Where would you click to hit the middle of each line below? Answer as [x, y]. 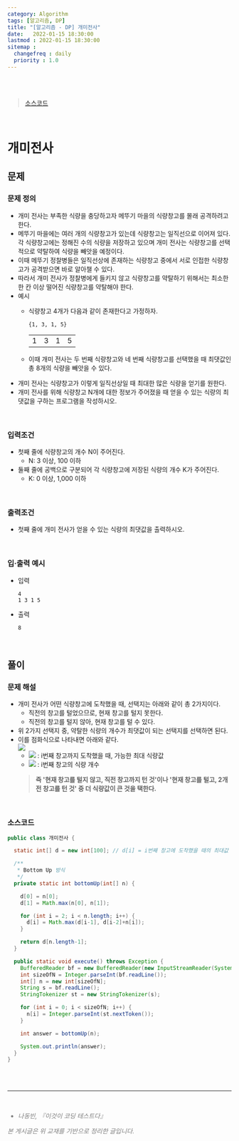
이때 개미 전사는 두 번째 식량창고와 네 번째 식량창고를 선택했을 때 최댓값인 [130, 359]
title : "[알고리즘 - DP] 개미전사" [54, 27]
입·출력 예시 [26, 564]
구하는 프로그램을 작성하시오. [77, 401]
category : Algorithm [38, 14]
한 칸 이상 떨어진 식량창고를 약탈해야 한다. [75, 286]
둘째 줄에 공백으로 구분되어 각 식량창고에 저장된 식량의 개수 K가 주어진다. [118, 469]
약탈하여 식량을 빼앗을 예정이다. [80, 251]
